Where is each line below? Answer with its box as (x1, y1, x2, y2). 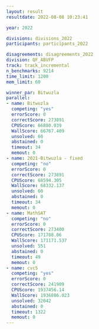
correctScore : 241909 (11, 281, 65, 288)
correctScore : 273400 (11, 226, 65, 233)
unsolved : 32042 (11, 298, 51, 304)
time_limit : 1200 (6, 73, 49, 80)
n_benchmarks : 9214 (6, 68, 54, 74)
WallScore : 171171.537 (11, 238, 67, 244)
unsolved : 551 (11, 243, 46, 249)
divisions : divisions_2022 (6, 35, 72, 41)
